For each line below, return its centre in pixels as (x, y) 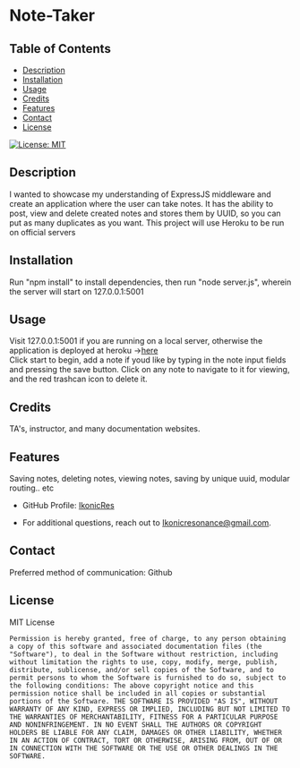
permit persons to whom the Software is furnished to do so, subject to (148, 678)
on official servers (43, 232)
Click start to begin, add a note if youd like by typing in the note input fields (148, 360)
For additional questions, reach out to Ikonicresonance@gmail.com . (146, 523)
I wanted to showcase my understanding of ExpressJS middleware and (140, 194)
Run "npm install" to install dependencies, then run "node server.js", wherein (150, 282)
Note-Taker (52, 16)
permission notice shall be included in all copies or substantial (138, 693)
